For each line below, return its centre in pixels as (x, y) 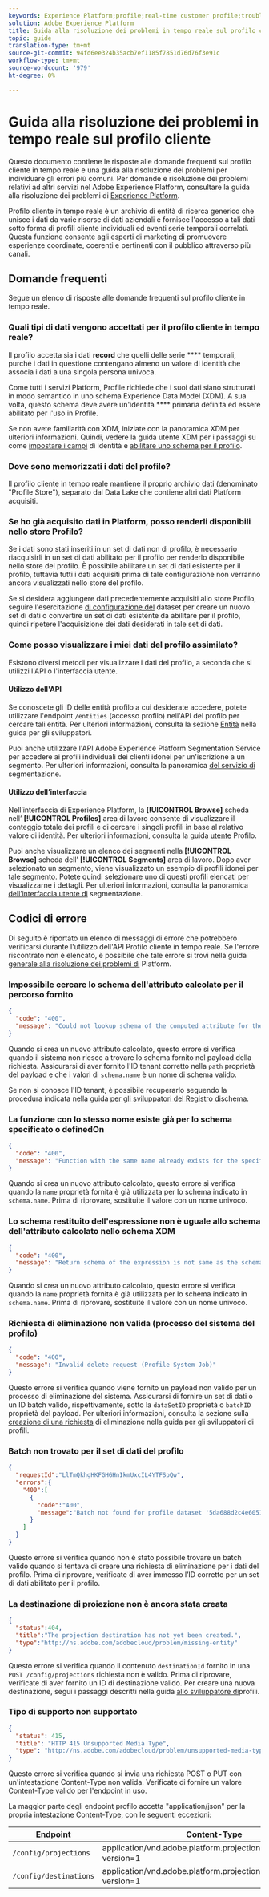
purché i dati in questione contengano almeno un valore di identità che (124, 363)
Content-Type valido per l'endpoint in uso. (78, 1791)
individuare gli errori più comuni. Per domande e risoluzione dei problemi (128, 178)
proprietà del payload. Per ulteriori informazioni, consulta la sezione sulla (129, 1413)
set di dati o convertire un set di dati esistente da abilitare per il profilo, (124, 616)
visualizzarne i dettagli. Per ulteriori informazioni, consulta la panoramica (128, 885)
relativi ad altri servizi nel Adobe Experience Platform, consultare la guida (129, 187)
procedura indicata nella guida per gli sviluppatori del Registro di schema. (129, 1098)
